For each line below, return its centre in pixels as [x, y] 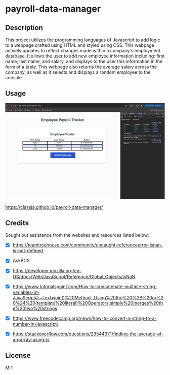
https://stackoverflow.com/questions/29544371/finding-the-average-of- [88, 334]
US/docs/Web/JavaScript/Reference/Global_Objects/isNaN [74, 276]
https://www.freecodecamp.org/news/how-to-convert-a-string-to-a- [84, 318]
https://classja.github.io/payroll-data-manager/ [54, 207]
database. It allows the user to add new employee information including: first [85, 56]
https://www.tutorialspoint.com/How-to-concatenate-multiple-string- [85, 286]
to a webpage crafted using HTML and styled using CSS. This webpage [80, 45]
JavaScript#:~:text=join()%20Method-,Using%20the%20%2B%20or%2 [88, 297]
